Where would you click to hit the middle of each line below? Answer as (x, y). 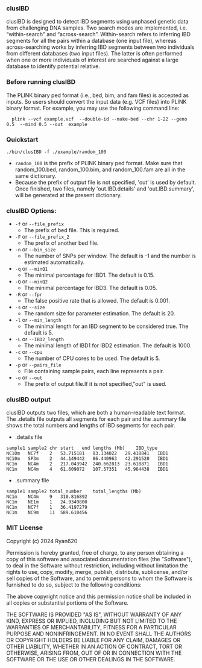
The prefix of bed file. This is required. (71, 230)
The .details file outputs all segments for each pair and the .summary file (96, 419)
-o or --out (29, 377)
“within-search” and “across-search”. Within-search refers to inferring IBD (99, 34)
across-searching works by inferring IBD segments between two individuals (100, 47)
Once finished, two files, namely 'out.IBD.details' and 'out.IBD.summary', (105, 189)
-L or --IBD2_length (39, 339)
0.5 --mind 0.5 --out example (47, 124)
